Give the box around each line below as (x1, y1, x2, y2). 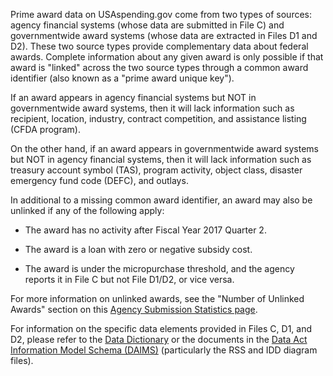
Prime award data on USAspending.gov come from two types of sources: (10, 9, 313, 20)
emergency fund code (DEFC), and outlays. (10, 175, 189, 186)
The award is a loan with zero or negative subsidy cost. (24, 244, 253, 255)
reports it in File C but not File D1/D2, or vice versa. (24, 274, 235, 285)
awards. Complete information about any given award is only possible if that (10, 51, 324, 63)
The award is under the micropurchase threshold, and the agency (24, 263, 295, 274)
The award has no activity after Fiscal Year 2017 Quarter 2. (24, 224, 267, 236)
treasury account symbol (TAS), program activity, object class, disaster (10, 164, 303, 176)
